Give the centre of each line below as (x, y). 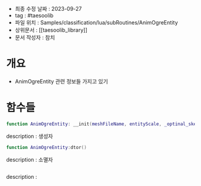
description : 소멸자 (30, 159)
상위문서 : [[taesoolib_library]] (51, 30)
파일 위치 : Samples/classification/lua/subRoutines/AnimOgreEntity (96, 22)
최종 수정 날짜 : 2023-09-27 (48, 9)
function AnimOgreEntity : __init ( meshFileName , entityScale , (84, 124)
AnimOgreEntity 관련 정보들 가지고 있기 (61, 81)
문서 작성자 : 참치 (35, 37)
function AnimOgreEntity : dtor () (46, 147)
